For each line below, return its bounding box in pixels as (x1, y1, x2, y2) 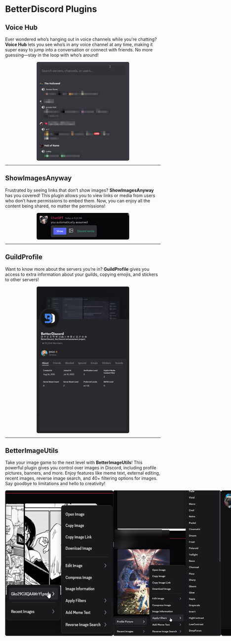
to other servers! (5, 276, 39, 283)
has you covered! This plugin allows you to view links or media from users (5, 192, 155, 198)
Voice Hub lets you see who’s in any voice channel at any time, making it (5, 42, 153, 48)
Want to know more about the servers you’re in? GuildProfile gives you (5, 266, 150, 272)
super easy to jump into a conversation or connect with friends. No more (5, 47, 153, 52)
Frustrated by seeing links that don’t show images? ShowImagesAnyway (5, 187, 154, 193)
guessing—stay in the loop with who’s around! (5, 52, 99, 58)
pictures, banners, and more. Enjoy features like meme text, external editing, (5, 470, 160, 476)
